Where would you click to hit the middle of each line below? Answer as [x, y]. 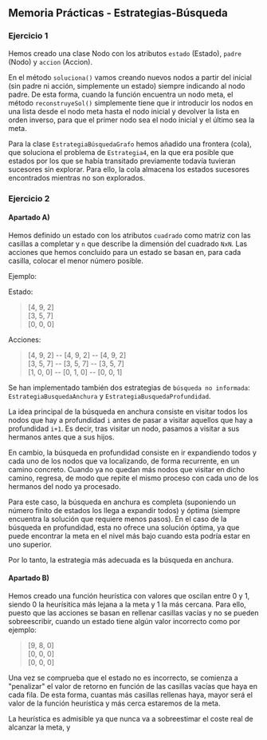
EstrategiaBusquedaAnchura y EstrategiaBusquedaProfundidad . [110, 396]
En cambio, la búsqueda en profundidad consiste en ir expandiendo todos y [133, 452]
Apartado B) [29, 578]
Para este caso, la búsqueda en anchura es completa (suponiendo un [122, 502]
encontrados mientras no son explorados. [77, 177]
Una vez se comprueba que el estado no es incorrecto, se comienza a [124, 678]
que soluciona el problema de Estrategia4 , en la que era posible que [121, 152]
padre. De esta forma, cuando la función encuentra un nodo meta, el [121, 94]
